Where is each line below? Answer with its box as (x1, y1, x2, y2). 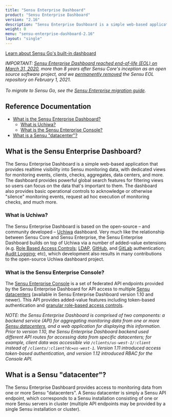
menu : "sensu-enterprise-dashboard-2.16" (5, 31, 95, 36)
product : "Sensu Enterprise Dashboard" (5, 12, 91, 17)
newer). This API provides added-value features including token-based (5, 297, 155, 303)
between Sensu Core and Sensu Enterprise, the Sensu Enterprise (5, 234, 143, 240)
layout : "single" (5, 36, 42, 42)
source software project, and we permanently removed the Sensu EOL (5, 71, 154, 77)
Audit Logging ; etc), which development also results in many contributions (5, 250, 162, 256)
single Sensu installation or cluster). (5, 406, 81, 412)
